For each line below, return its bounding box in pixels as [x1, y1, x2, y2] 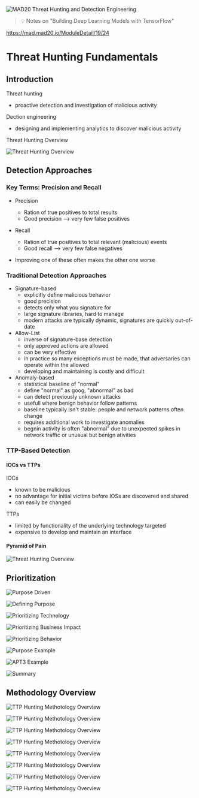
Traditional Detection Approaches [6, 271, 106, 279]
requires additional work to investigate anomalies [23, 418, 145, 426]
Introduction [6, 74, 54, 84]
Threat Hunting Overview [6, 137, 69, 143]
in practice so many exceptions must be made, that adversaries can [23, 354, 191, 362]
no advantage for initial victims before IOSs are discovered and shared [14, 492, 189, 500]
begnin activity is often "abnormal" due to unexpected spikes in [23, 424, 180, 432]
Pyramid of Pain [6, 542, 47, 549]
